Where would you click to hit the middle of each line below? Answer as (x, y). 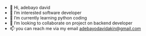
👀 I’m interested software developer (45, 13)
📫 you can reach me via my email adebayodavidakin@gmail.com (75, 28)
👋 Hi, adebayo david (30, 8)
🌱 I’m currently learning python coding (48, 18)
